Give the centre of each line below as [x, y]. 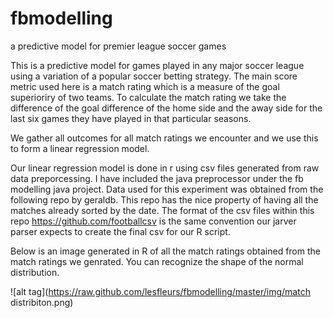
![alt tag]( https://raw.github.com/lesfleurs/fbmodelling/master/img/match [160, 291]
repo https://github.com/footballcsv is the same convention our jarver [153, 221]
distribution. [35, 272]
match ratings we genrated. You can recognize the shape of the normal [157, 261]
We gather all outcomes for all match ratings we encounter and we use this [164, 138]
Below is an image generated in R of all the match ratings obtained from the [165, 251]
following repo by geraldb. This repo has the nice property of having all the [164, 199]
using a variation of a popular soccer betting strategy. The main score [154, 76]
